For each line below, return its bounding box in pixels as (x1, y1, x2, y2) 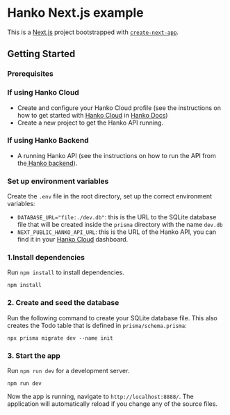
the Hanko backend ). (17, 159, 78, 167)
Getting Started (7, 48, 76, 60)
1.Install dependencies (7, 253, 85, 263)
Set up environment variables (7, 176, 109, 186)
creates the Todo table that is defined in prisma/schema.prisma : (7, 321, 187, 329)
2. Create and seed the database (7, 298, 120, 308)
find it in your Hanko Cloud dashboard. (17, 235, 129, 244)
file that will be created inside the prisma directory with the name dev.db (17, 221, 223, 229)
